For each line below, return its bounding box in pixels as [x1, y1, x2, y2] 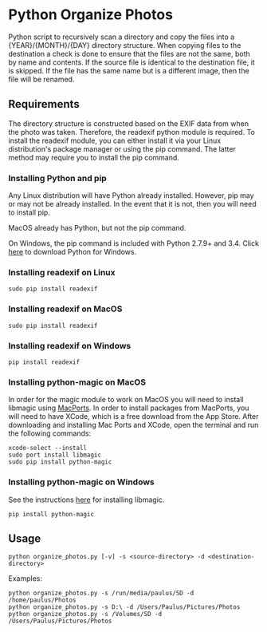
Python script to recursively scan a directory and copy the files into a [8, 32, 235, 41]
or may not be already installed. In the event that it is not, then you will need [8, 199, 257, 209]
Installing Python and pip [8, 172, 108, 184]
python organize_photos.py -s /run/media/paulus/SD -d [8, 589, 194, 598]
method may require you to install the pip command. [8, 152, 179, 162]
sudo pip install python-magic [8, 458, 112, 466]
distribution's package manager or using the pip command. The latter [8, 144, 237, 153]
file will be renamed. [8, 74, 75, 84]
